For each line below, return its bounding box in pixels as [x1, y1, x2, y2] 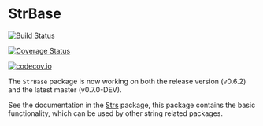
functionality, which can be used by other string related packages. [8, 108, 223, 118]
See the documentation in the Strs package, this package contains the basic [8, 100, 256, 109]
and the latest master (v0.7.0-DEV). [8, 84, 122, 94]
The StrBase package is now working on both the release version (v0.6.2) [8, 76, 246, 86]
